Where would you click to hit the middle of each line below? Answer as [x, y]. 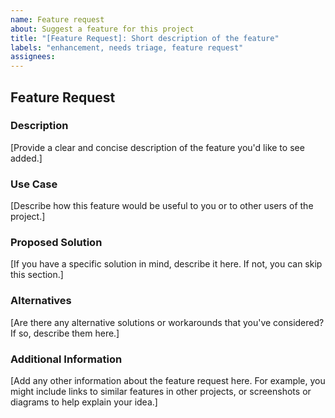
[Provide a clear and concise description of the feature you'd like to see [157, 147]
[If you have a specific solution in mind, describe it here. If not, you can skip [166, 264]
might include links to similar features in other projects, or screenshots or [161, 391]
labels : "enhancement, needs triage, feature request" [127, 47]
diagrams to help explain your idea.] [84, 402]
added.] [26, 158]
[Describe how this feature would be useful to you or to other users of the [162, 206]
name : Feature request [57, 19]
